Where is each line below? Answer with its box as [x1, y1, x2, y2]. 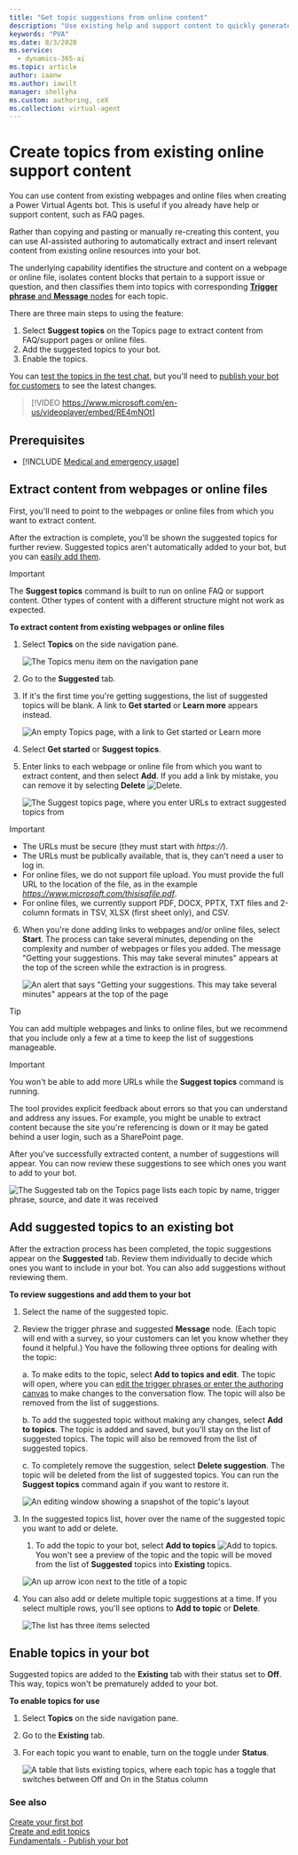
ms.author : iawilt [9, 79, 77, 88]
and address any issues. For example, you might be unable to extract [9, 1112, 262, 1123]
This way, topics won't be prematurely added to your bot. [9, 1678, 219, 1689]
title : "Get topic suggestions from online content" [9, 12, 208, 22]
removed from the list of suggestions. [21, 1397, 160, 1408]
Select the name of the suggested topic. [21, 1306, 169, 1317]
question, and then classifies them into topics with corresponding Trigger [9, 282, 278, 292]
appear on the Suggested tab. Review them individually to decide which [9, 1253, 273, 1263]
